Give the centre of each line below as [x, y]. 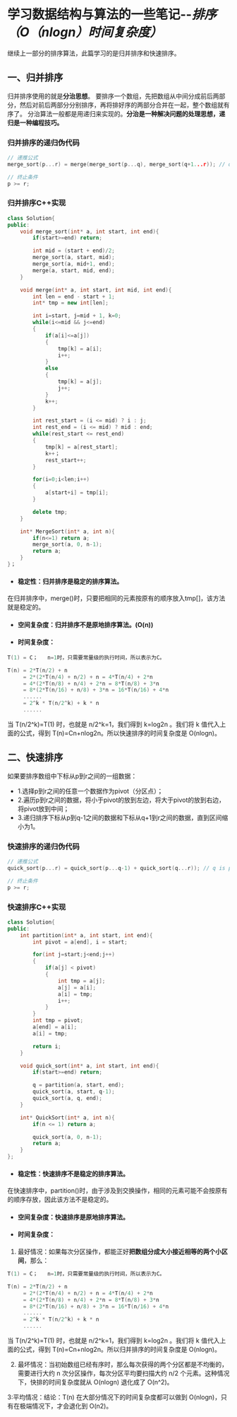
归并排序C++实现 [37, 203]
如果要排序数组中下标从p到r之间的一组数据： [72, 776]
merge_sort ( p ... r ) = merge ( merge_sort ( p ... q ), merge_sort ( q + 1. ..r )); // [116, 164]
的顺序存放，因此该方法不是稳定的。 [60, 1200]
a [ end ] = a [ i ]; [55, 1027]
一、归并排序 [35, 78]
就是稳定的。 [26, 607]
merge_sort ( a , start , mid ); [74, 258]
